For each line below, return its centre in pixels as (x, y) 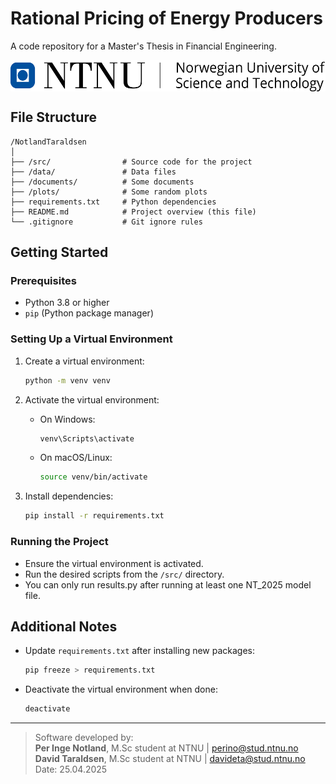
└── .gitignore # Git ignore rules (106, 222)
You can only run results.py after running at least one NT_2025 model (168, 584)
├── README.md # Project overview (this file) (133, 212)
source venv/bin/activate (93, 477)
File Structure (53, 117)
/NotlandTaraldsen (48, 142)
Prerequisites (43, 281)
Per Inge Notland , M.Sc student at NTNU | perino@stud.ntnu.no (166, 748)
